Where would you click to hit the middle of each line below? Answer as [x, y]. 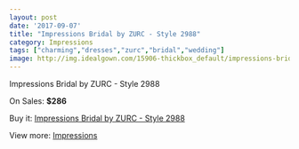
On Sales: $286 [38, 101]
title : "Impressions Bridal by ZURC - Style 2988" [105, 34]
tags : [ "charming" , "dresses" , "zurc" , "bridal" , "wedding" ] [117, 51]
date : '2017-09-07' [45, 26]
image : [21, 59]
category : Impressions [51, 42]
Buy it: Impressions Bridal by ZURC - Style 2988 [97, 118]
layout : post [33, 17]
